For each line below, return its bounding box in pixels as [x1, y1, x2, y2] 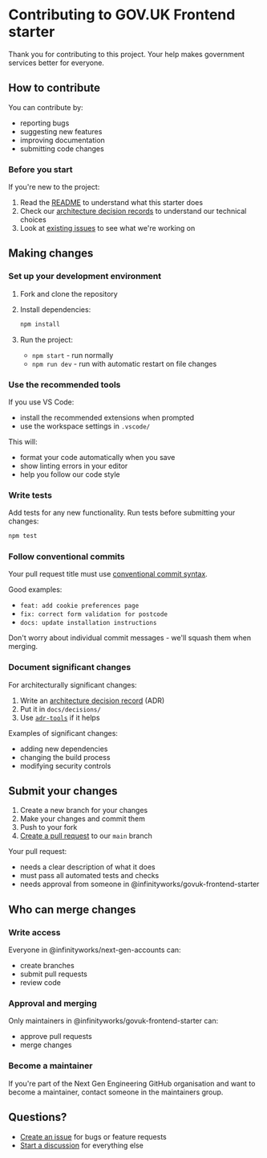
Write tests [8, 489, 52, 500]
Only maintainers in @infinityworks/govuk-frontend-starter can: [8, 1016, 219, 1026]
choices [19, 215, 47, 224]
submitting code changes [19, 143, 104, 154]
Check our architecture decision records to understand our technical [19, 207, 247, 216]
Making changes [8, 247, 94, 261]
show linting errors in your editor [19, 461, 128, 470]
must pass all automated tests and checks [19, 871, 160, 881]
